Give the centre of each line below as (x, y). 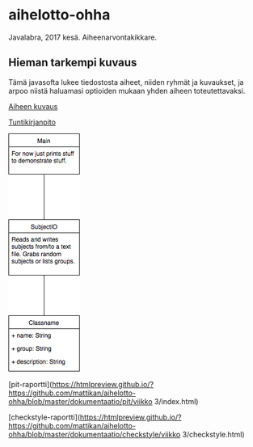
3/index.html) (176, 401)
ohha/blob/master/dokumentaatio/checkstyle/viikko (95, 434)
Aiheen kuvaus (33, 106)
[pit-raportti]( (30, 384)
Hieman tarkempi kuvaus (73, 63)
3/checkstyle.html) (213, 434)
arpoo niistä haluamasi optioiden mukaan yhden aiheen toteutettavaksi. (127, 91)
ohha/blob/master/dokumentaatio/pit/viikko (80, 401)
